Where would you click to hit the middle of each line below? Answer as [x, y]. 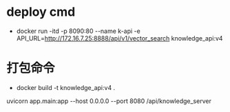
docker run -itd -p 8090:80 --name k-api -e [78, 31]
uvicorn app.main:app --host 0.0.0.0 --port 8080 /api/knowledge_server [109, 101]
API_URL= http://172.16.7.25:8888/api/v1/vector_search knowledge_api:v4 [119, 38]
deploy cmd [41, 12]
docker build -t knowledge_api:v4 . [66, 87]
